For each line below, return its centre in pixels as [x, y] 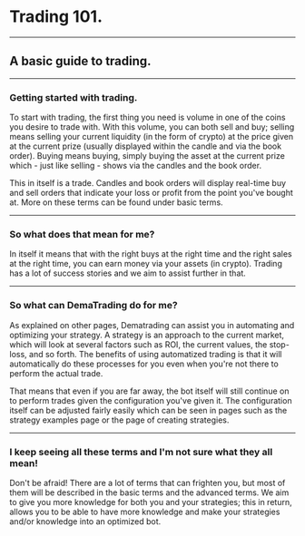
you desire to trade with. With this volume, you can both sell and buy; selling [152, 127]
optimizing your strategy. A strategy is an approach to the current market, [147, 335]
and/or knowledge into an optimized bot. [85, 521]
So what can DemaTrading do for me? [94, 306]
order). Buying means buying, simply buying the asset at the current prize [148, 156]
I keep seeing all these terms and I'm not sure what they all [141, 452]
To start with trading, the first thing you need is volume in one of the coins [148, 117]
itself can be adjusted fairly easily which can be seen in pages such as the [148, 410]
